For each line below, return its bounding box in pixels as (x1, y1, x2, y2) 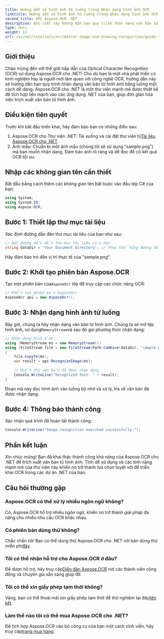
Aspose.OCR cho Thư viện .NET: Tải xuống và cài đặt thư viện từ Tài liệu (12, 133, 156, 139)
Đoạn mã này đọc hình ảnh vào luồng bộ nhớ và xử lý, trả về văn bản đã (5, 386, 149, 392)
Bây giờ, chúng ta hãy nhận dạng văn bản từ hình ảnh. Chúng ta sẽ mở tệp (5, 321, 154, 327)
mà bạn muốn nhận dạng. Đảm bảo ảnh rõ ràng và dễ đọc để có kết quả (12, 148, 157, 154)
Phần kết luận (5, 441, 47, 449)
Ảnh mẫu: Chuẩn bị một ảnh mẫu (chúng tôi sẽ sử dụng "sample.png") (12, 144, 154, 149)
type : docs (5, 25, 27, 30)
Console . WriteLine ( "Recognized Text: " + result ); (14, 372, 119, 377)
